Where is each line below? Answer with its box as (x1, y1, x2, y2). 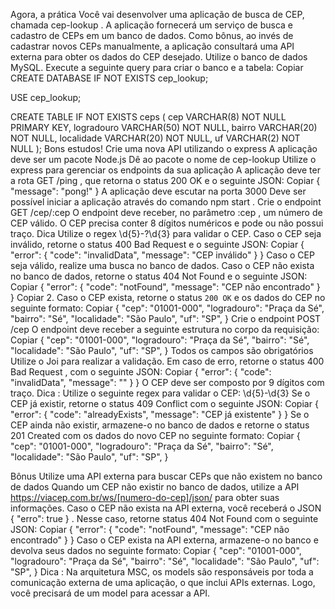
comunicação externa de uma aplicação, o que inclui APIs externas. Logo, (10, 577, 316, 588)
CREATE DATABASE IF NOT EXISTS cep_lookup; (10, 72, 209, 84)
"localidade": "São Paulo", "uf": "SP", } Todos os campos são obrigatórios (10, 345, 314, 356)
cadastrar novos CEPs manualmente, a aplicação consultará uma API (10, 40, 295, 52)
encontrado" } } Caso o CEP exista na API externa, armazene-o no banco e (10, 534, 319, 546)
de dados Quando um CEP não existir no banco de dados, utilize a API (10, 481, 300, 493)
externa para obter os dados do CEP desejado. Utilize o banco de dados (10, 51, 308, 63)
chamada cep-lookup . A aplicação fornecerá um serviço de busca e (10, 19, 293, 31)
